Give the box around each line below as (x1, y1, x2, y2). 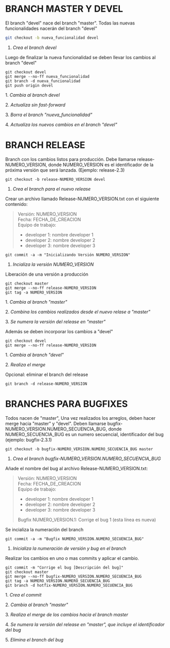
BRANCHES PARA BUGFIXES (5, 398, 128, 410)
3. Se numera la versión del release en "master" (5, 318, 106, 325)
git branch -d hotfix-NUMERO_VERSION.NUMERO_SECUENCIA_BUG (5, 583, 133, 588)
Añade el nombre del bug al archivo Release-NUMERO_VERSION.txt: (5, 465, 148, 471)
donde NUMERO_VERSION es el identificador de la (48, 161, 154, 168)
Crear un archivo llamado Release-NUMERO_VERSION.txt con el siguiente (5, 196, 159, 202)
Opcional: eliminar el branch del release (5, 371, 88, 377)
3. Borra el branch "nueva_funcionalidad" (5, 112, 93, 118)
